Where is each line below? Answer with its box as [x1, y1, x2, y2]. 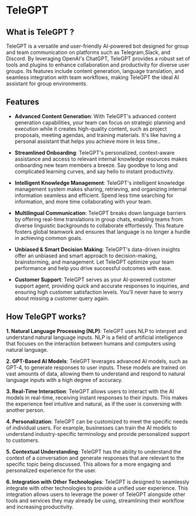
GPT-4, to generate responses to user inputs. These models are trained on [6, 364, 186, 371]
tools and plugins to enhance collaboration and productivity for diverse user [6, 61, 190, 68]
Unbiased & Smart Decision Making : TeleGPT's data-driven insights [14, 245, 180, 253]
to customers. [6, 437, 40, 444]
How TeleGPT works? [6, 312, 86, 322]
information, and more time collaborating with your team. [14, 198, 153, 205]
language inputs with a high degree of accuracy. [6, 376, 123, 383]
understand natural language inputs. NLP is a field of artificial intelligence [6, 334, 184, 341]
